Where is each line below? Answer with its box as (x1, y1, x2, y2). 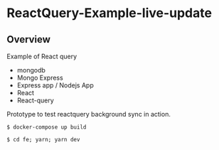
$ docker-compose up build (6, 124, 87, 131)
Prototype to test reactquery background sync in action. (6, 110, 171, 118)
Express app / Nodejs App (16, 81, 94, 90)
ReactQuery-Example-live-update (6, 5, 213, 21)
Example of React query (6, 52, 78, 60)
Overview (6, 33, 51, 45)
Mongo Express (16, 73, 63, 82)
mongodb (16, 66, 46, 74)
